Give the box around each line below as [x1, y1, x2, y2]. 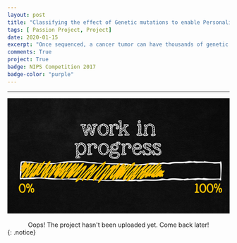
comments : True [7, 49, 52, 56]
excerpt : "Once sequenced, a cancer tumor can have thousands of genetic [7, 41, 229, 49]
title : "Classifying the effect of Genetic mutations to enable [7, 18, 200, 26]
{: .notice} [7, 228, 37, 237]
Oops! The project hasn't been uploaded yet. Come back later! [28, 220, 209, 229]
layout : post [7, 11, 46, 18]
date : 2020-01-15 [7, 34, 59, 41]
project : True [7, 56, 49, 63]
